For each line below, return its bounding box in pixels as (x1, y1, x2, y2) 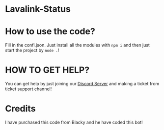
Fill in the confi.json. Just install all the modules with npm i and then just (5, 42, 150, 48)
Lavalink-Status (5, 3, 71, 15)
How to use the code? (5, 26, 96, 37)
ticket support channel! (5, 86, 52, 92)
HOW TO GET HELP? (5, 65, 90, 76)
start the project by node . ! (5, 48, 60, 53)
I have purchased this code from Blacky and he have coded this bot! (5, 119, 143, 125)
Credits (5, 103, 36, 114)
